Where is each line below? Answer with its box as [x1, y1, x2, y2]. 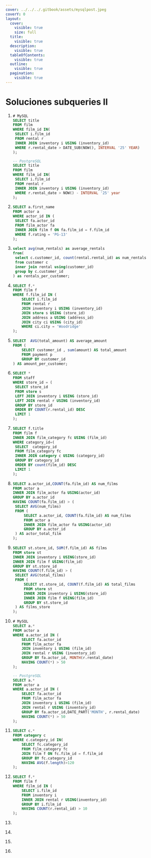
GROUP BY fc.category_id [22, 756, 72, 761]
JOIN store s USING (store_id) [22, 310, 86, 315]
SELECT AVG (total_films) [15, 573, 65, 578]
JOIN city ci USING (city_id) [22, 320, 83, 325]
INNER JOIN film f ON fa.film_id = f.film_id [15, 227, 109, 232]
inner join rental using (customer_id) [15, 264, 94, 269]
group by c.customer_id [15, 269, 64, 274]
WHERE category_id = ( [12, 440, 55, 445]
